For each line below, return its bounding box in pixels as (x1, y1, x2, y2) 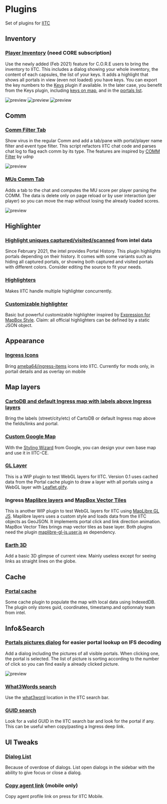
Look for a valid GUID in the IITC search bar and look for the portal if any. (5, 718, 155, 724)
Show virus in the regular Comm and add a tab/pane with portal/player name (5, 138, 163, 144)
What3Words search (5, 683, 56, 690)
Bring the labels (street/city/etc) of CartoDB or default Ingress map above (5, 415, 156, 421)
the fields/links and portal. (5, 421, 59, 427)
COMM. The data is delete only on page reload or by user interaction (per (5, 192, 156, 198)
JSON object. (5, 322, 33, 328)
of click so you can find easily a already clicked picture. (5, 661, 120, 667)
